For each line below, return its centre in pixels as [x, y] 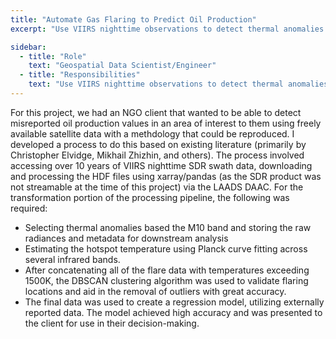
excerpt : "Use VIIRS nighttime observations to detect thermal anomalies [167, 29]
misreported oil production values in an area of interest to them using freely [166, 123]
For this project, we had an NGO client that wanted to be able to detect [156, 112]
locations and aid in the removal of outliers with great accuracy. [155, 291]
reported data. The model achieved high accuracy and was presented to [173, 312]
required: [29, 208]
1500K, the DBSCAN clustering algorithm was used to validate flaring [166, 280]
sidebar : [28, 47]
